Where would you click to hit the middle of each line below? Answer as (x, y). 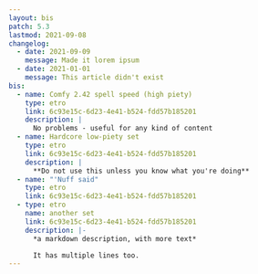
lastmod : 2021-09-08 (48, 35)
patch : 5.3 (29, 26)
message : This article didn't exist (95, 78)
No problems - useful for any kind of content (123, 129)
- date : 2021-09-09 (54, 52)
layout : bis (31, 18)
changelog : (29, 43)
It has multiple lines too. (86, 255)
